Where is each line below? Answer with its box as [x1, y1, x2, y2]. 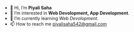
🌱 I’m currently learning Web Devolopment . [9, 15, 98, 21]
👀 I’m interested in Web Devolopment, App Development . [9, 10, 130, 16]
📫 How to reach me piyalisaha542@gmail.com [9, 21, 107, 27]
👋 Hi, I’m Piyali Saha [9, 5, 52, 10]
